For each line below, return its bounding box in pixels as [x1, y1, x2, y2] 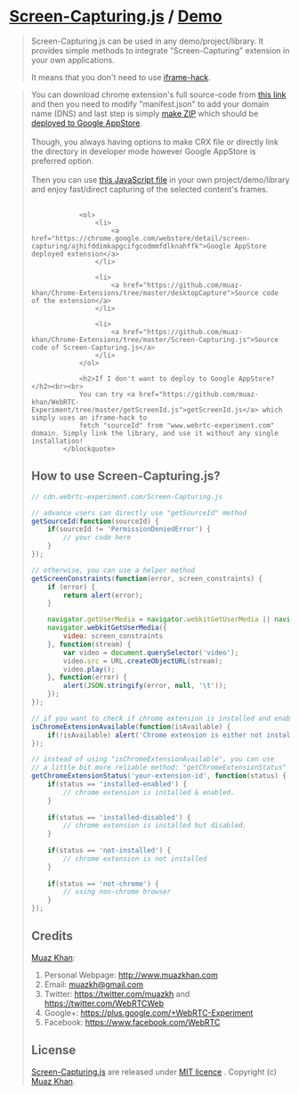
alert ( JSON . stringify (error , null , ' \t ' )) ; [63, 682, 227, 691]
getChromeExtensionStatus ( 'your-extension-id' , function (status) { [30, 772, 287, 780]
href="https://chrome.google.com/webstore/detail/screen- [30, 233, 251, 242]
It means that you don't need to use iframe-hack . [30, 71, 211, 82]
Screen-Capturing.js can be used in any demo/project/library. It [30, 36, 264, 46]
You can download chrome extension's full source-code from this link [30, 89, 287, 100]
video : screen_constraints [63, 632, 164, 641]
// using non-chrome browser [63, 887, 172, 896]
